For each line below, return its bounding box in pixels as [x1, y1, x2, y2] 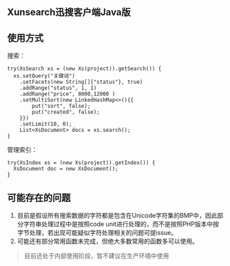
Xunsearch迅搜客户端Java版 [7, 6, 131, 19]
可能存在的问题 [7, 192, 71, 203]
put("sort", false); [32, 102, 91, 110]
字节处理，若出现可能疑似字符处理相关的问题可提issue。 [17, 229, 178, 237]
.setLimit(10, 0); [19, 121, 72, 128]
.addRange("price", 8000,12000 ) [19, 91, 116, 98]
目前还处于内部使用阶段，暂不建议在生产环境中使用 [23, 252, 169, 260]
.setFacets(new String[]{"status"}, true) [19, 78, 143, 86]
